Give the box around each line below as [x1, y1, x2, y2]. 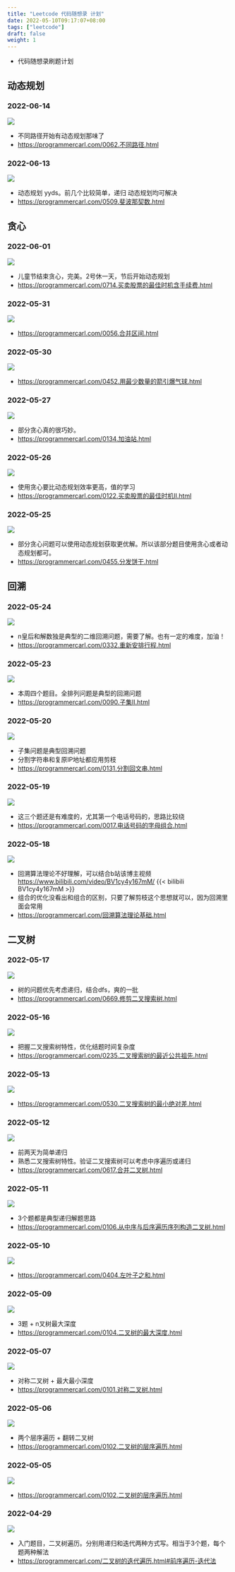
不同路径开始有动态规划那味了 [17, 131, 104, 140]
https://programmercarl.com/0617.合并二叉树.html [17, 1166, 163, 1174]
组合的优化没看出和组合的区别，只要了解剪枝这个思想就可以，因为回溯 [17, 893, 222, 902]
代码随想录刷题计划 [17, 57, 74, 66]
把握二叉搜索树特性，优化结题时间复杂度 [17, 1043, 135, 1051]
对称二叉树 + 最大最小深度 [17, 1376, 94, 1385]
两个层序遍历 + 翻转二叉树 [17, 1433, 94, 1442]
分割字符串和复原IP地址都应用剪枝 [17, 755, 116, 763]
